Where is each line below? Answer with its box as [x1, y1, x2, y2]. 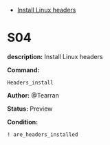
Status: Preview [7, 104, 53, 113]
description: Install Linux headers [7, 52, 103, 60]
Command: [7, 65, 40, 74]
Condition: [7, 118, 38, 126]
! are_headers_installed [7, 131, 78, 138]
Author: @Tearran [7, 91, 60, 99]
